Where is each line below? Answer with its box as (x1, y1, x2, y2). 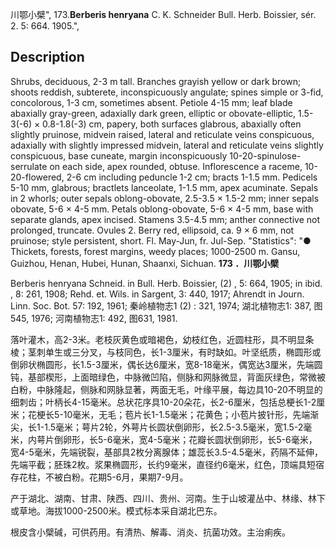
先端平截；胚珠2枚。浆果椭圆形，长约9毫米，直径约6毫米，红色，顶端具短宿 (10, 458, 325, 470)
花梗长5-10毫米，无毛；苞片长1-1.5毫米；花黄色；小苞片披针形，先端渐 (27, 408, 320, 420)
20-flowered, (10, 171, 65, 183)
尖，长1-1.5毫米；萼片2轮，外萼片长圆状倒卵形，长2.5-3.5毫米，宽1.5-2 (10, 421, 304, 433)
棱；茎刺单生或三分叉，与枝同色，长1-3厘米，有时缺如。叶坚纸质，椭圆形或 (10, 346, 322, 358)
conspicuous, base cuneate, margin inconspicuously (10, 149, 228, 162)
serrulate (10, 160, 48, 172)
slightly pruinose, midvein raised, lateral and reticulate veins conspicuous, (10, 128, 315, 140)
